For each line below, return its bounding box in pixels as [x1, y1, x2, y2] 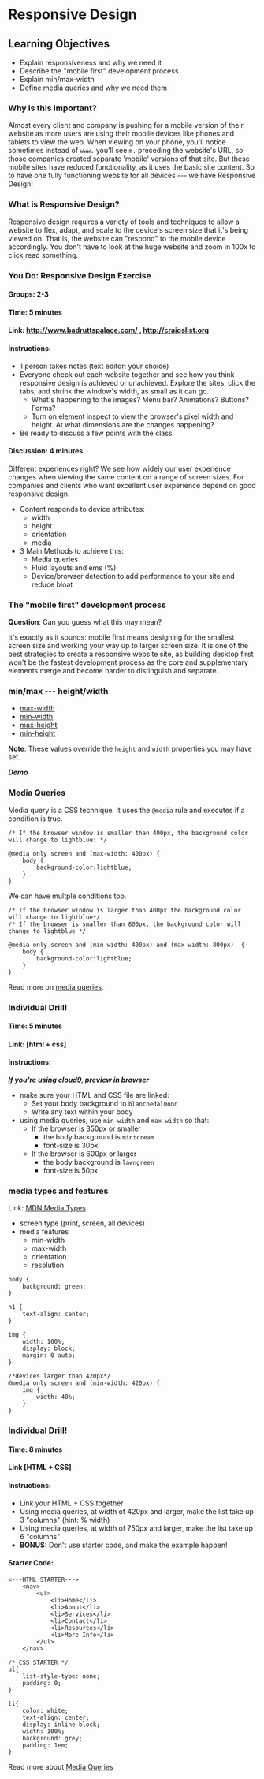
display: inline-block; [22, 1721, 101, 1729]
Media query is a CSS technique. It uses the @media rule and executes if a [8, 805, 246, 815]
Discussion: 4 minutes [8, 446, 84, 456]
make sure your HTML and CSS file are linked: [19, 1090, 169, 1099]
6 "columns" [19, 1531, 61, 1541]
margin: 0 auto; [22, 1352, 76, 1359]
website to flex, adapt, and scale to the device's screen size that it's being [8, 225, 249, 234]
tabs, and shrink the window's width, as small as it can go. [19, 386, 210, 396]
